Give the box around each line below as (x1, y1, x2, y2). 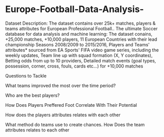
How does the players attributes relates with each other (5, 112, 121, 118)
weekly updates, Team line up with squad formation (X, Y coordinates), (5, 52, 153, 58)
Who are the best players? (5, 92, 60, 98)
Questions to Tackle (5, 73, 47, 79)
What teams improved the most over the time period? (5, 82, 116, 89)
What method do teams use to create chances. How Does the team (5, 121, 145, 127)
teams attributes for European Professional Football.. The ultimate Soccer (5, 25, 158, 31)
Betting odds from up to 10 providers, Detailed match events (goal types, (5, 57, 156, 63)
